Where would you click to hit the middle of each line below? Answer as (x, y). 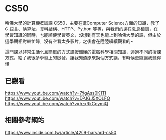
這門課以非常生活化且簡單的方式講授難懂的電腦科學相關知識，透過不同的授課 (83, 52)
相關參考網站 (25, 120)
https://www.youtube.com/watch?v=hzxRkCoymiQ (57, 103)
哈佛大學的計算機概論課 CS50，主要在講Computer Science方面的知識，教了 (82, 23)
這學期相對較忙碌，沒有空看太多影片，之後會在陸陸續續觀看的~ (69, 41)
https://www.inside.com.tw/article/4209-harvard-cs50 (61, 132)
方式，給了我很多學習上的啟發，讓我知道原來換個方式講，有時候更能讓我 (79, 57)
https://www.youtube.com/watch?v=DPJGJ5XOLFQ (58, 98)
